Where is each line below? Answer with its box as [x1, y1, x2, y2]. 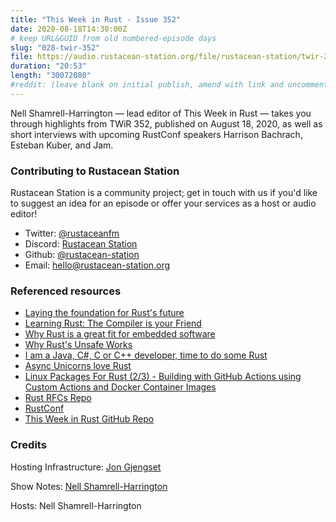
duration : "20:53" [10, 61, 87, 71]
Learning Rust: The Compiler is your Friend [24, 317, 202, 330]
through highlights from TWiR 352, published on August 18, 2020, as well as [10, 117, 323, 130]
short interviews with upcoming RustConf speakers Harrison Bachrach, [10, 128, 303, 140]
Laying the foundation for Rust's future [24, 307, 185, 319]
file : [10, 52, 33, 62]
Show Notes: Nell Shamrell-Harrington [10, 480, 168, 492]
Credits [10, 438, 47, 452]
